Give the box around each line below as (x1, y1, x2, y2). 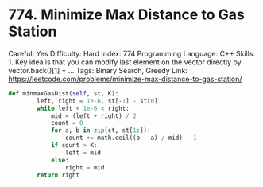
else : (50, 156, 69, 164)
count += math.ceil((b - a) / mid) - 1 (64, 134, 197, 142)
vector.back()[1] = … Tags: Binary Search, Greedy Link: (8, 65, 188, 75)
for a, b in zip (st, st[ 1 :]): (50, 127, 151, 134)
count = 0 (50, 119, 83, 127)
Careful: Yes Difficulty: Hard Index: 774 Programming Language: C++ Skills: (8, 49, 256, 58)
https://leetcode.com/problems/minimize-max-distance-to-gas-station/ (8, 74, 242, 84)
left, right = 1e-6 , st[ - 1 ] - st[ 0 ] (37, 97, 158, 105)
